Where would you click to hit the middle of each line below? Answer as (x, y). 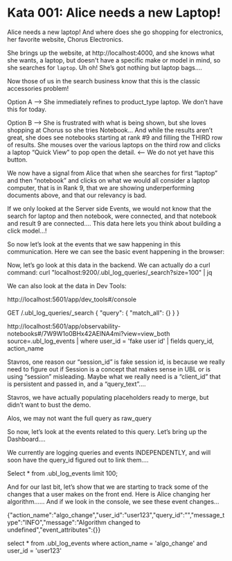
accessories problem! (38, 88)
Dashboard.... (27, 439)
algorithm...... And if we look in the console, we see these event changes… (113, 501)
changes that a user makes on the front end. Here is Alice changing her (109, 494)
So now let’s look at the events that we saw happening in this (94, 244)
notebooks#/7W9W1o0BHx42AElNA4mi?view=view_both (89, 333)
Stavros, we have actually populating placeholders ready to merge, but (108, 397)
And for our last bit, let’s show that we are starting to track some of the (108, 487)
